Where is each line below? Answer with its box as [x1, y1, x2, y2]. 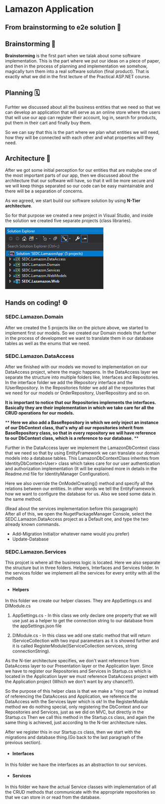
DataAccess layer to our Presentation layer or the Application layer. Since [5, 663, 154, 669]
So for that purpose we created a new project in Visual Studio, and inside [5, 213, 154, 219]
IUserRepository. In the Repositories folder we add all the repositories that [5, 385, 155, 390]
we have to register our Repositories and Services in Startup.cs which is [5, 668, 151, 674]
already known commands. [5, 521, 60, 527]
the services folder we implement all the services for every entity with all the [5, 570, 160, 576]
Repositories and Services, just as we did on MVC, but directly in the [5, 709, 144, 715]
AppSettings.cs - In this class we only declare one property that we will [12, 612, 157, 618]
